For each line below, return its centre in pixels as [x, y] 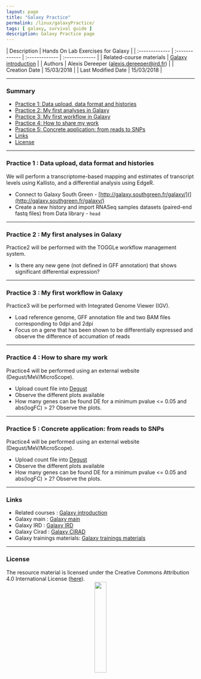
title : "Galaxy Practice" [38, 17]
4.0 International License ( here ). [46, 579]
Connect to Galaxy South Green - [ [57, 194]
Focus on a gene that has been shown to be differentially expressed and [104, 330]
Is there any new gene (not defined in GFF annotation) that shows [96, 265]
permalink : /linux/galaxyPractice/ [51, 23]
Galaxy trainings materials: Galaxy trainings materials [80, 538]
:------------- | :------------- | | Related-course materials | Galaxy [106, 57]
